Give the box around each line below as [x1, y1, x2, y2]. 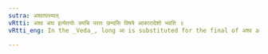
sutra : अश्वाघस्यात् [8, 11, 59, 20]
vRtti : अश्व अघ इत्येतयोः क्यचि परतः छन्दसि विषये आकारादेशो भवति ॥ [8, 19, 184, 27]
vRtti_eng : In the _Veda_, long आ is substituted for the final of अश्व [8, 26, 253, 34]
